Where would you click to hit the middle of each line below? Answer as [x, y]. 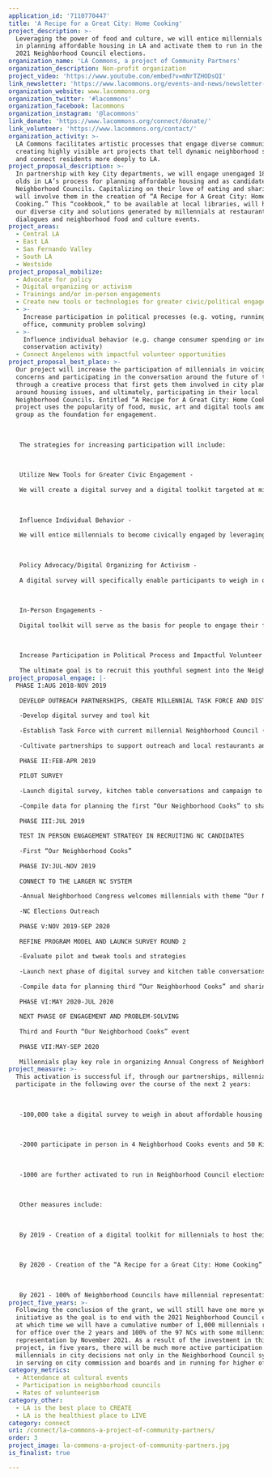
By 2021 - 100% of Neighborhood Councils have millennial [119, 1295]
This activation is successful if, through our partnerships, [123, 1077]
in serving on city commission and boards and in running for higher [135, 1363]
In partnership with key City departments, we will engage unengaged [135, 174]
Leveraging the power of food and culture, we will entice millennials [139, 38]
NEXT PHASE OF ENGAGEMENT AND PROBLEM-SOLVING [99, 1016]
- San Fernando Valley [54, 249]
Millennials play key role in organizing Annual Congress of [124, 1062]
